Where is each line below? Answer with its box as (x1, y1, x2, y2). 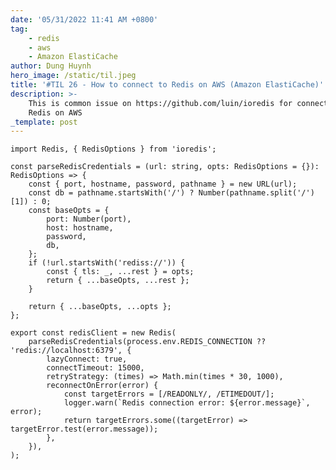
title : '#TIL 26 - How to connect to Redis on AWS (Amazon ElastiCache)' (10, 80, 325, 90)
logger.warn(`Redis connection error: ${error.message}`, (63, 398, 311, 408)
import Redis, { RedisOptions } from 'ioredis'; (10, 144, 217, 155)
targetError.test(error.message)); (10, 424, 159, 435)
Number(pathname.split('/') (198, 188, 315, 198)
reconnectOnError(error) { (46, 381, 159, 391)
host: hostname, (46, 223, 114, 233)
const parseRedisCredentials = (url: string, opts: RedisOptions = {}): (10, 162, 320, 172)
